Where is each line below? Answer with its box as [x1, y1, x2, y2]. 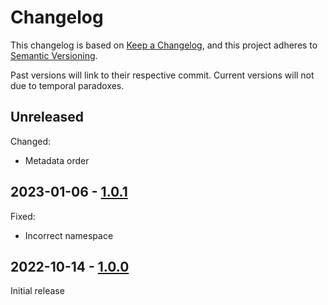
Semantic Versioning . [10, 49, 98, 61]
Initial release [10, 285, 65, 297]
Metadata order [24, 154, 90, 166]
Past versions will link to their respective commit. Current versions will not [10, 69, 315, 81]
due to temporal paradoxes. [10, 79, 125, 91]
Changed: [10, 135, 51, 147]
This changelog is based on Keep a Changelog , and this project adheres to [10, 39, 318, 51]
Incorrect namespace [24, 229, 114, 241]
